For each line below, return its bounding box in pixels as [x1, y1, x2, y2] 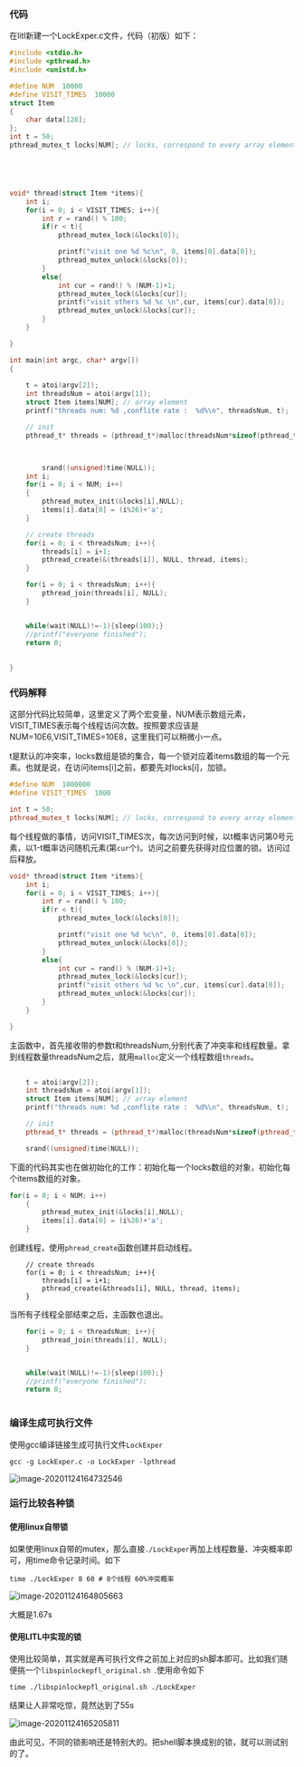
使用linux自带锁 [9, 1521, 69, 1532]
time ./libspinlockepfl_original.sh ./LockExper [9, 1683, 196, 1692]
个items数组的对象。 [9, 1173, 86, 1183]
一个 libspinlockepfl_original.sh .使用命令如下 [24, 1665, 205, 1675]
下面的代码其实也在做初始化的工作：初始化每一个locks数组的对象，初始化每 [9, 1162, 291, 1173]
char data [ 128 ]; [25, 115, 88, 124]
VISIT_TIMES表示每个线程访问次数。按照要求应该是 [9, 720, 199, 731]
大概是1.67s [9, 1608, 52, 1619]
